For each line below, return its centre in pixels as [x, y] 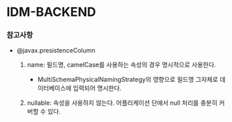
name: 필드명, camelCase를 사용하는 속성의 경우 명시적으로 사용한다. [122, 65]
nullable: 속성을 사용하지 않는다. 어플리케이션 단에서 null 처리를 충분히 [122, 103]
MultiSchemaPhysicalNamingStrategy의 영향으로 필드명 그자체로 [128, 80]
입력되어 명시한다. [97, 88]
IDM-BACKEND [51, 12]
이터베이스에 [54, 88]
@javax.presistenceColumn [56, 51]
